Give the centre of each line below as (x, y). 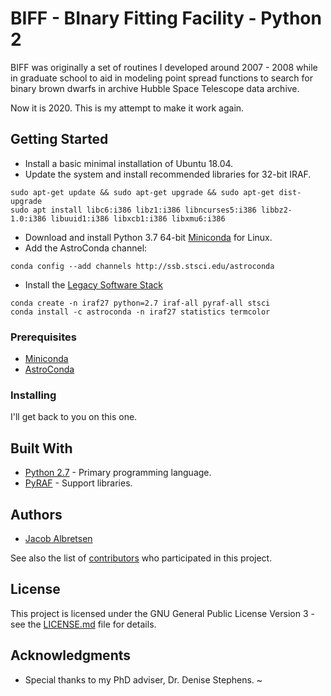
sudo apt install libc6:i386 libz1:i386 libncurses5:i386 (133, 210)
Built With (41, 448)
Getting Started (59, 139)
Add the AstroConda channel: (86, 248)
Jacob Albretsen (58, 538)
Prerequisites (43, 337)
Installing (33, 395)
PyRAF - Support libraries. (78, 483)
